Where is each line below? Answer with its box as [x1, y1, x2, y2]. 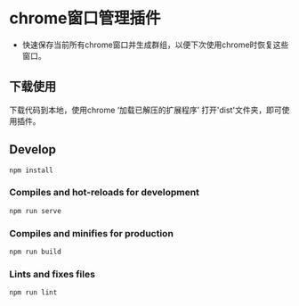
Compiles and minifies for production [9, 227, 174, 239]
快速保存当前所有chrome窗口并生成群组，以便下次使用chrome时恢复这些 [21, 39, 289, 50]
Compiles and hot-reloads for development [9, 186, 200, 199]
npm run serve [9, 206, 62, 215]
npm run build [9, 247, 62, 257]
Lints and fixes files [9, 269, 96, 281]
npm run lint [9, 288, 58, 297]
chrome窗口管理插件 [9, 8, 162, 29]
